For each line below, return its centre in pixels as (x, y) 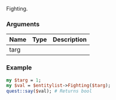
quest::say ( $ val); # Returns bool (49, 91)
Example (19, 68)
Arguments (23, 24)
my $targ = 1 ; (24, 80)
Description (70, 40)
